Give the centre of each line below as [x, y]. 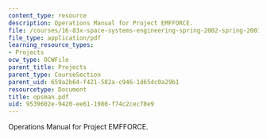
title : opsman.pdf [39, 97]
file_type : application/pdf [55, 38]
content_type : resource [48, 15]
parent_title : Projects [48, 68]
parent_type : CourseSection [55, 75]
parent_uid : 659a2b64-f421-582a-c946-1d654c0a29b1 [94, 82]
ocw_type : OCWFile [39, 60]
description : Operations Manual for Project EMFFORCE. [101, 23]
